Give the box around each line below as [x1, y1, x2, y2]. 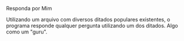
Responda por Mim [6, 5, 52, 12]
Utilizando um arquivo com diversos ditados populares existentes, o [6, 16, 170, 23]
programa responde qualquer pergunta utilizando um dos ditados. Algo [6, 23, 178, 29]
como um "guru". [6, 28, 48, 35]
